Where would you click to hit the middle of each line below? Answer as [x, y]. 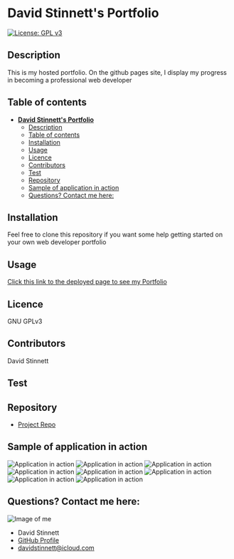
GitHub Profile [38, 540]
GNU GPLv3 [25, 321]
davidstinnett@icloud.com [56, 548]
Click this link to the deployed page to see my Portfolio [87, 282]
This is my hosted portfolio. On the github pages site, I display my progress [117, 72]
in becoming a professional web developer [70, 80]
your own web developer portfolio [57, 242]
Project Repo [37, 424]
